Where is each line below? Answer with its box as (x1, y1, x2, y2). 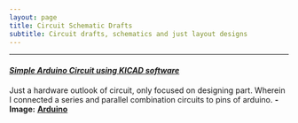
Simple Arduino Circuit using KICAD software (9, 65, 180, 75)
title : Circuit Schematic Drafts (9, 21, 133, 30)
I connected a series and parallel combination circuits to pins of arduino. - (9, 94, 279, 104)
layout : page (9, 12, 58, 22)
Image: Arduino (9, 104, 68, 114)
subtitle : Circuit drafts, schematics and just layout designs (9, 29, 248, 38)
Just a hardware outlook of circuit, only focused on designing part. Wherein (9, 85, 286, 96)
